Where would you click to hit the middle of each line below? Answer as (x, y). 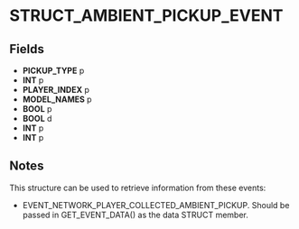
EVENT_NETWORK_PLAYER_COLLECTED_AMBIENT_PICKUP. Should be (156, 205)
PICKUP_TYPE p (53, 70)
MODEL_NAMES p (57, 99)
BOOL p (37, 109)
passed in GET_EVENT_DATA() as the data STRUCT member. (135, 215)
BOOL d (37, 119)
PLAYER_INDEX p (56, 90)
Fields (27, 49)
